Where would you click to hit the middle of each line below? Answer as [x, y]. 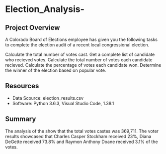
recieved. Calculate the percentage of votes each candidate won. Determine [83, 65]
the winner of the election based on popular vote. [56, 70]
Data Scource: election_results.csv [48, 98]
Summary [21, 119]
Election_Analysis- [45, 9]
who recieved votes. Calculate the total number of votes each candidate [79, 60]
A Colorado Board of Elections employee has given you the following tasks [82, 39]
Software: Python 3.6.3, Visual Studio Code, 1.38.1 [63, 103]
